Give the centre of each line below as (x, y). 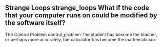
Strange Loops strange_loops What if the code (77, 8)
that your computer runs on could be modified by (81, 16)
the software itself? (35, 23)
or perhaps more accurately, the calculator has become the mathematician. (81, 39)
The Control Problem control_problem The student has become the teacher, (81, 34)
